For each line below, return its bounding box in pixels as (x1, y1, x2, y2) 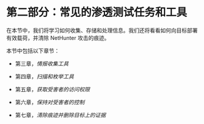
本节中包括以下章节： (6, 47, 59, 54)
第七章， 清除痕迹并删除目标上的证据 (15, 111, 106, 119)
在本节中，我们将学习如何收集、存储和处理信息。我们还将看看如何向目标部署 (6, 27, 198, 34)
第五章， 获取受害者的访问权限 (15, 85, 90, 93)
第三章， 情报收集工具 (15, 60, 69, 67)
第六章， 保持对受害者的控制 (15, 98, 85, 106)
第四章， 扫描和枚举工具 (15, 73, 74, 80)
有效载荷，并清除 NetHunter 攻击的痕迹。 (6, 34, 110, 41)
